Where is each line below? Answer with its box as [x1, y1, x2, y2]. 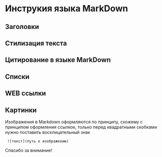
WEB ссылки [5, 89, 46, 98]
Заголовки [5, 23, 39, 31]
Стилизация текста [5, 39, 67, 47]
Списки [5, 72, 30, 81]
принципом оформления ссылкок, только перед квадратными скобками [5, 124, 158, 130]
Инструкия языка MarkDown [5, 3, 128, 14]
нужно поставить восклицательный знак [5, 129, 91, 135]
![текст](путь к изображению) [7, 138, 69, 144]
